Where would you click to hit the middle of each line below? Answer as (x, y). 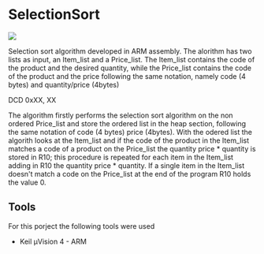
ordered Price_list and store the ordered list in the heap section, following (127, 123)
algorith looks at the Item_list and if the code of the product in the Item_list (129, 140)
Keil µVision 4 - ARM (53, 241)
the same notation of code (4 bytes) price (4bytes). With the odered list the (130, 132)
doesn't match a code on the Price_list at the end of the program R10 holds (130, 174)
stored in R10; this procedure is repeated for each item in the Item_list (121, 157)
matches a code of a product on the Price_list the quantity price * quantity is (132, 148)
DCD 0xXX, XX (32, 99)
